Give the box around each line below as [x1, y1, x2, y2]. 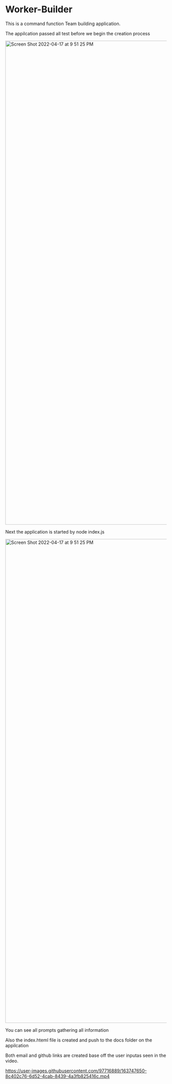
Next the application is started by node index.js [5, 528, 105, 535]
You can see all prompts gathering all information [5, 1027, 109, 1033]
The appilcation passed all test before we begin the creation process [5, 30, 150, 36]
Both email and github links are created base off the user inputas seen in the [5, 1052, 166, 1058]
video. [5, 1057, 19, 1064]
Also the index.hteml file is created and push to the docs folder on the [5, 1037, 153, 1043]
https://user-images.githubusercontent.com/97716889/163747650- [5, 1068, 147, 1074]
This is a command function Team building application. [5, 20, 121, 27]
